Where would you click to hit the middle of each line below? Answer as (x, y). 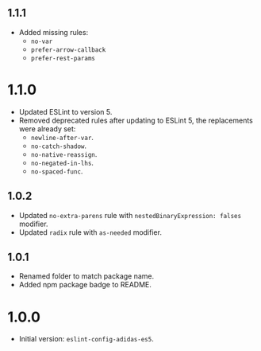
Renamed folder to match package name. (86, 276)
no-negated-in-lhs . (62, 162)
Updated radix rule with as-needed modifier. (90, 232)
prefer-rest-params (63, 58)
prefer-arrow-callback (68, 50)
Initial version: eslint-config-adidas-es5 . (86, 339)
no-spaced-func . (57, 171)
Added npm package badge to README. (85, 285)
